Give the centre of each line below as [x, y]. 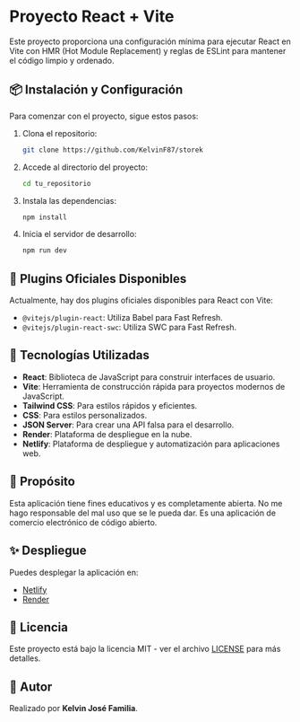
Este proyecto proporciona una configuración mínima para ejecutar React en [150, 41]
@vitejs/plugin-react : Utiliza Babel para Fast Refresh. [123, 318]
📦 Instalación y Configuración [96, 90]
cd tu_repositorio [56, 183]
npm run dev [44, 251]
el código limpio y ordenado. [62, 60]
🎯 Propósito [43, 482]
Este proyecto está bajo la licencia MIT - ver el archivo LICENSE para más [145, 649]
